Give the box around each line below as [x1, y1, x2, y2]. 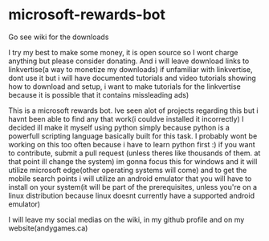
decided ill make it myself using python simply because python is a [8, 123, 230, 132]
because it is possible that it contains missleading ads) [8, 90, 190, 99]
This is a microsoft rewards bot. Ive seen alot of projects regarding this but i [8, 106, 259, 115]
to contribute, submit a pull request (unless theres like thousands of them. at [8, 148, 261, 158]
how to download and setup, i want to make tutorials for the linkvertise [8, 82, 241, 91]
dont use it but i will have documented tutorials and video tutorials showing [8, 73, 257, 82]
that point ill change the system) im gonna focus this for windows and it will [8, 156, 258, 166]
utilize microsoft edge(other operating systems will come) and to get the [8, 165, 247, 175]
